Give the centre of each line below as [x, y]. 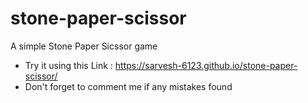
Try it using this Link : [68, 65]
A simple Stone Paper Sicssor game [84, 46]
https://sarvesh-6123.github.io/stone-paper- [206, 65]
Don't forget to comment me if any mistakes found [128, 86]
